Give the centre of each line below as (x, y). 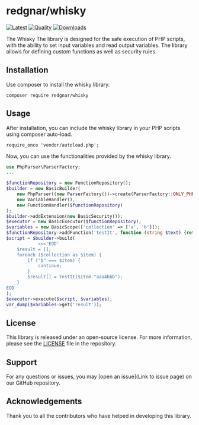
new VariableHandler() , (46, 199)
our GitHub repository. (33, 383)
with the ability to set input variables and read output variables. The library (97, 45)
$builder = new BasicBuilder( (44, 189)
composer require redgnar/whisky (47, 95)
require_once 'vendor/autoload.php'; (53, 145)
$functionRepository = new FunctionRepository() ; (69, 183)
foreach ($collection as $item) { (59, 255)
